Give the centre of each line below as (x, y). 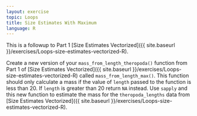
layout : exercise (28, 12)
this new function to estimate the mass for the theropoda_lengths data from (98, 95)
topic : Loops (22, 17)
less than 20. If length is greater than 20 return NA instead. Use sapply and (97, 88)
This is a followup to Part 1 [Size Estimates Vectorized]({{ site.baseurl (90, 45)
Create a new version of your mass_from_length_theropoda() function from (97, 63)
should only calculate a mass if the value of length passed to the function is (99, 82)
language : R (21, 28)
